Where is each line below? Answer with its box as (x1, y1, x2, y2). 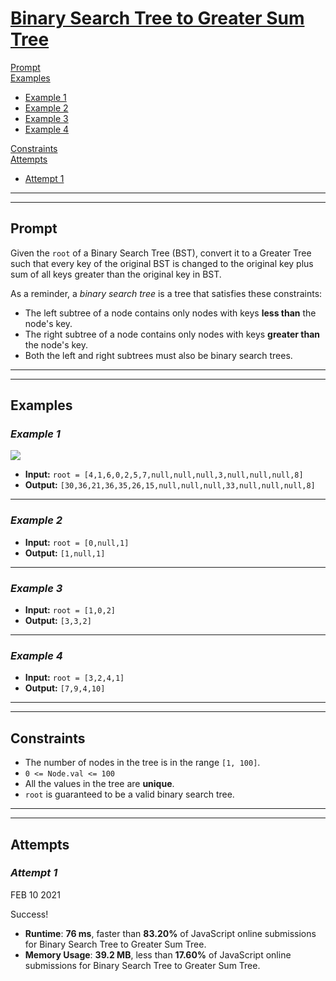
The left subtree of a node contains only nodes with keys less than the (24, 307, 317, 319)
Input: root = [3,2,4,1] (24, 672, 125, 684)
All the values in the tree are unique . (24, 778, 175, 790)
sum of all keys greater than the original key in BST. (10, 268, 222, 280)
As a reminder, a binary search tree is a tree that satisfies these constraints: (10, 287, 323, 299)
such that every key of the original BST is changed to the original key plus (10, 257, 314, 269)
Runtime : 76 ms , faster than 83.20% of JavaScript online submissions (24, 927, 317, 939)
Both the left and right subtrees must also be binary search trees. (24, 349, 293, 361)
